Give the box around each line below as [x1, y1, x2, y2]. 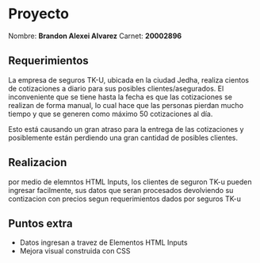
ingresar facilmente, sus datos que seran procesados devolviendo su [8, 185, 234, 195]
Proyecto [8, 5, 70, 23]
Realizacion [8, 156, 67, 169]
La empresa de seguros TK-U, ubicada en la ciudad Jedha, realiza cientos [8, 75, 250, 84]
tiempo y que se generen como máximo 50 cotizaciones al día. [8, 109, 213, 118]
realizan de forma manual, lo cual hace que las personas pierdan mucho [8, 100, 244, 110]
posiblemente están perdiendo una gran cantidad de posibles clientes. [8, 133, 239, 142]
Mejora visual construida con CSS [19, 246, 131, 256]
